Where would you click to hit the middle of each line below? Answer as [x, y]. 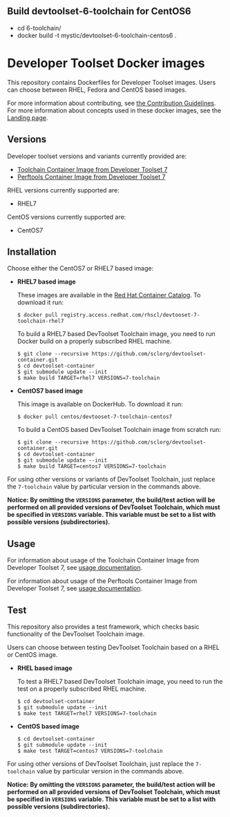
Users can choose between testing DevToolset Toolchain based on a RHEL [113, 647]
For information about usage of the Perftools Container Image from [102, 581]
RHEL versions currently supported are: [63, 190]
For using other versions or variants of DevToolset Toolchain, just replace [111, 480]
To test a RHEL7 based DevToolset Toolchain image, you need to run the [120, 681]
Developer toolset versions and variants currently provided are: [97, 156]
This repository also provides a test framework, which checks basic [103, 627]
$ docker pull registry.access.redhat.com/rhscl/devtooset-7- [108, 315]
